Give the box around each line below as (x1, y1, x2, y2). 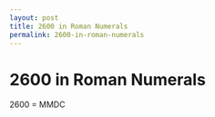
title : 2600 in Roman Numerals (9, 22, 128, 31)
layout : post (9, 13, 59, 23)
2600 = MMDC (9, 99, 66, 110)
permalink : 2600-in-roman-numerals (9, 30, 145, 39)
